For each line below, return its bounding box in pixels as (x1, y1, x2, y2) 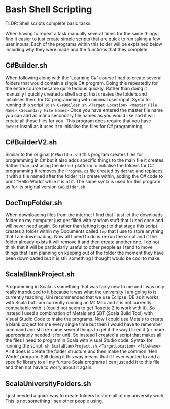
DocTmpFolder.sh (5, 198, 62, 207)
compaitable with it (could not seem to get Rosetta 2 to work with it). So (5, 305, 155, 311)
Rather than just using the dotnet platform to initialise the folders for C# (5, 162, 154, 168)
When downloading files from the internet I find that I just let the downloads (5, 212, 163, 218)
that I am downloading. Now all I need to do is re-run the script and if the (5, 234, 157, 240)
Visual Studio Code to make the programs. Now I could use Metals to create (5, 316, 164, 322)
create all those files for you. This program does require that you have (5, 118, 151, 124)
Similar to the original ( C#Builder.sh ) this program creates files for (5, 151, 143, 158)
